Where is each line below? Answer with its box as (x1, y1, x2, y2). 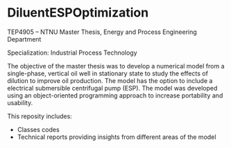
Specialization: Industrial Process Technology (7, 48, 137, 57)
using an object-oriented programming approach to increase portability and (7, 91, 223, 100)
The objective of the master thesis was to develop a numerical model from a (7, 62, 225, 70)
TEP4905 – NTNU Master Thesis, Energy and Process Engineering (7, 28, 198, 36)
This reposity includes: (7, 112, 73, 120)
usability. (7, 98, 33, 107)
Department (7, 35, 42, 43)
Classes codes (17, 125, 60, 133)
